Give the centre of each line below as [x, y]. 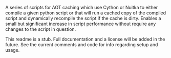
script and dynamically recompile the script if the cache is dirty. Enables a [83, 18]
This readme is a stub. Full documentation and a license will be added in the [85, 39]
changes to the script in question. [41, 29]
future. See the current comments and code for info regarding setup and [82, 45]
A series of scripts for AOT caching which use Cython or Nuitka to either [82, 7]
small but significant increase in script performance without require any [81, 24]
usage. [13, 50]
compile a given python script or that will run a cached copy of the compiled [86, 13]
